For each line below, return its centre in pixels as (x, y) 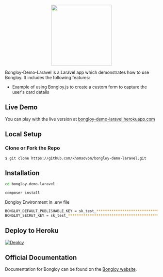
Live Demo (21, 107)
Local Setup (24, 134)
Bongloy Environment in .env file (37, 202)
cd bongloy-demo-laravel (30, 184)
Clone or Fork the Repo (33, 148)
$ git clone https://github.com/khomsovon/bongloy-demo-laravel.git (76, 158)
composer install (23, 193)
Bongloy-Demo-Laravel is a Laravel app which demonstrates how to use (77, 72)
